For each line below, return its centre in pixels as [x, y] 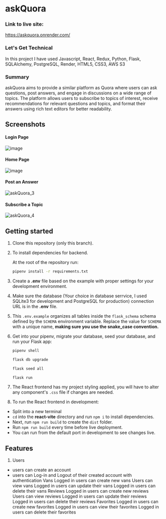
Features [19, 448]
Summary [17, 77]
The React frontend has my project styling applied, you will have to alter [86, 387]
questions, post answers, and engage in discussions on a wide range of [78, 93]
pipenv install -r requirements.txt [50, 271]
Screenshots [25, 125]
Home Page [17, 160]
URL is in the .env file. [35, 306]
